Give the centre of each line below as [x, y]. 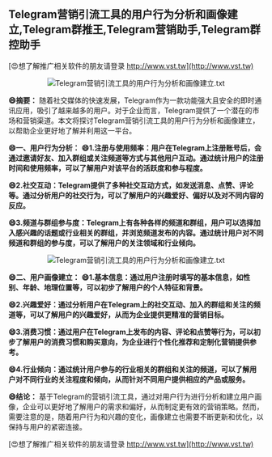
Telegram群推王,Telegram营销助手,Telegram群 [142, 30]
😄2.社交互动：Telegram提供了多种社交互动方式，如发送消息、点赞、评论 [131, 185]
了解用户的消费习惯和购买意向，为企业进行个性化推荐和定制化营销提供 [132, 341]
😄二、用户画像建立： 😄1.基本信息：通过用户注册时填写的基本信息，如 [126, 277]
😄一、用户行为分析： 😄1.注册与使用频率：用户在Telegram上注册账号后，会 [135, 147]
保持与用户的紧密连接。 [47, 426]
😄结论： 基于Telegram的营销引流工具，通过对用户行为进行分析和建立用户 [132, 396]
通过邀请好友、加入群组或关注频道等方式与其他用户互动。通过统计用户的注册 [136, 158]
